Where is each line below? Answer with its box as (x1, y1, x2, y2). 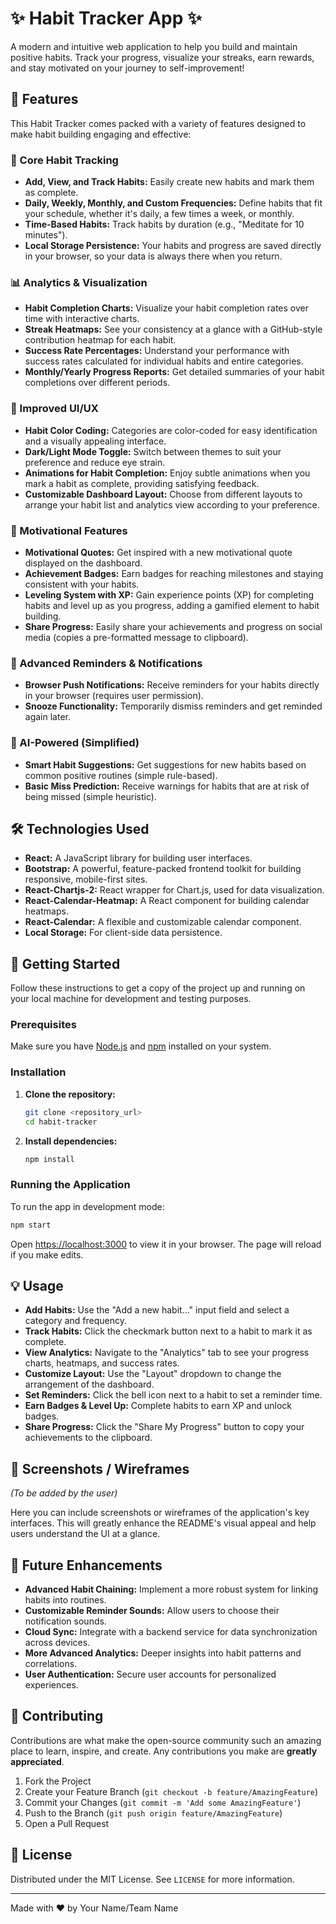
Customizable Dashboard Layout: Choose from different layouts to (24, 488, 303, 500)
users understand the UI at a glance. (10, 1528, 161, 1540)
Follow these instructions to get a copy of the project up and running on (10, 982, 306, 994)
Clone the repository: (24, 1088, 116, 1100)
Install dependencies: (24, 1135, 118, 1147)
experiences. (24, 1678, 79, 1691)
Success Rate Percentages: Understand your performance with (24, 345, 290, 357)
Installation (10, 1065, 67, 1079)
